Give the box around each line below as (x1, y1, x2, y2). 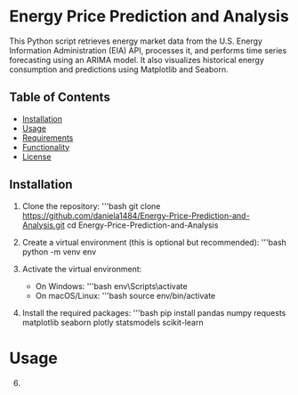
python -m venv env (21, 246, 96, 257)
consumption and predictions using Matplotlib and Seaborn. (9, 64, 229, 75)
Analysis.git (21, 220, 65, 230)
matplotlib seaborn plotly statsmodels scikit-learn (21, 317, 204, 327)
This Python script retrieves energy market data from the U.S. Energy (9, 36, 262, 46)
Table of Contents (9, 90, 111, 105)
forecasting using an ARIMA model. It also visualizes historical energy (9, 54, 265, 65)
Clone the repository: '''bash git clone (21, 200, 161, 211)
